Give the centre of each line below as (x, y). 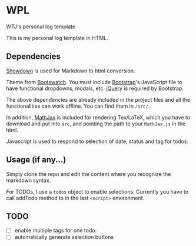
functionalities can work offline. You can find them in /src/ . (78, 106)
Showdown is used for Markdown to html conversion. (71, 71)
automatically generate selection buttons (64, 237)
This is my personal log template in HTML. (57, 38)
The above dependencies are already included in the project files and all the (98, 99)
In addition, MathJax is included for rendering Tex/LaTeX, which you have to (98, 117)
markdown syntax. (29, 180)
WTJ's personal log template (41, 26)
